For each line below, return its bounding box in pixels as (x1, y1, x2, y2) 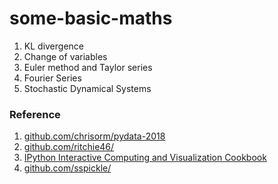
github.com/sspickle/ (23, 162, 112, 174)
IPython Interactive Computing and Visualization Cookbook (23, 152, 267, 164)
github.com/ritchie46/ (23, 141, 115, 153)
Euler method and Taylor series (23, 61, 153, 73)
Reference (9, 107, 61, 121)
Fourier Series (23, 72, 82, 84)
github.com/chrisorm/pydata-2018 (23, 130, 166, 142)
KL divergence (23, 40, 84, 52)
